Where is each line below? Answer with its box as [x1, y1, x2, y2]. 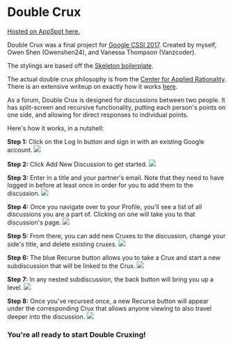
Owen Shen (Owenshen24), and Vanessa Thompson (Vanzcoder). [7, 48, 197, 56]
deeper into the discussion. [7, 312, 86, 320]
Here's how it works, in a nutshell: [7, 124, 104, 132]
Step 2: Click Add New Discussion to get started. [7, 160, 147, 168]
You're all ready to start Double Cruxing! [7, 329, 146, 339]
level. [7, 283, 23, 292]
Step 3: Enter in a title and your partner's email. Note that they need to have [7, 173, 225, 181]
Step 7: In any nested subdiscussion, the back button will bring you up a [7, 275, 214, 283]
